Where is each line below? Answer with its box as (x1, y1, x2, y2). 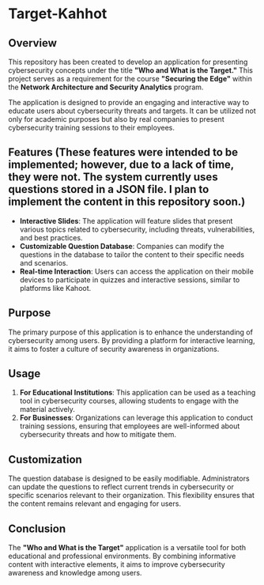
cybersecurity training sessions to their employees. (8, 123, 175, 132)
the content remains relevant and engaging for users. (8, 499, 182, 508)
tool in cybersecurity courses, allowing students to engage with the (19, 396, 239, 406)
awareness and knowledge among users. (8, 568, 142, 578)
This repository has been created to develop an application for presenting (8, 57, 248, 66)
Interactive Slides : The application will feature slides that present (19, 216, 233, 225)
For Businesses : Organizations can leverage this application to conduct (19, 413, 253, 423)
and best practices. (19, 232, 83, 242)
